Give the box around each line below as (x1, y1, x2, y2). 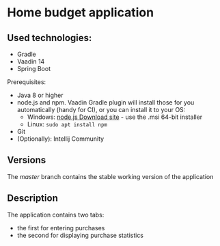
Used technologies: (7, 32, 92, 44)
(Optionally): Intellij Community (16, 135, 105, 143)
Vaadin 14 (16, 57, 45, 66)
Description (7, 193, 58, 204)
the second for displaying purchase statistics (16, 231, 144, 239)
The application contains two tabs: (7, 210, 105, 219)
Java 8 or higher (16, 91, 64, 99)
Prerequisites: (7, 78, 46, 86)
